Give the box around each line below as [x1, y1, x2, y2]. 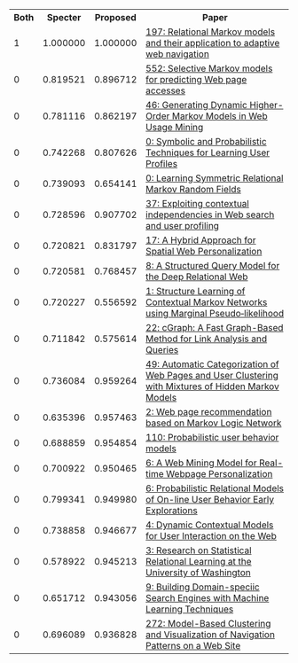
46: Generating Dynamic [145, 99, 248, 111]
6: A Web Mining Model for [145, 456, 257, 469]
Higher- [249, 99, 284, 111]
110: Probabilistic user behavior [145, 432, 279, 443]
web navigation [145, 48, 210, 60]
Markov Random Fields [145, 183, 241, 195]
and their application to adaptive [145, 37, 280, 49]
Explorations [145, 504, 198, 517]
